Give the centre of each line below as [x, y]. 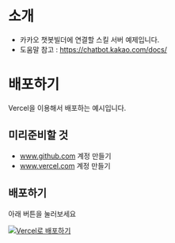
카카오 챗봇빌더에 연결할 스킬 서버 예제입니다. [89, 40]
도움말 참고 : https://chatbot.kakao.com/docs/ [93, 49]
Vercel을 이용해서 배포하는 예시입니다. [67, 108]
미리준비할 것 [38, 135]
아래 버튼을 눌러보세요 [42, 214]
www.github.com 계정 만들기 [65, 156]
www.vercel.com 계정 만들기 [65, 165]
